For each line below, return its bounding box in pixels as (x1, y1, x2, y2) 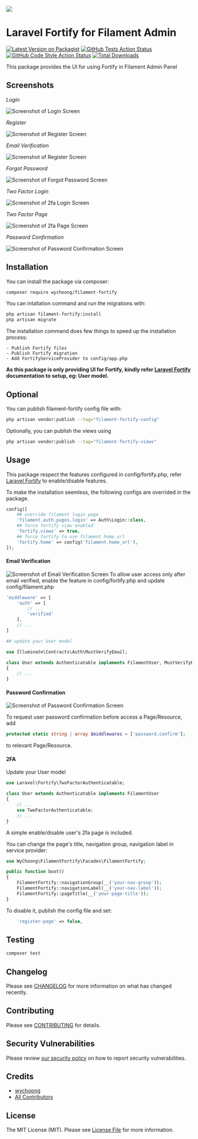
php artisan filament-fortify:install (6, 311, 101, 318)
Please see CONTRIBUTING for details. (6, 1021, 101, 1028)
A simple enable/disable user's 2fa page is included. (6, 829, 134, 836)
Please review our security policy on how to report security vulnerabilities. (6, 1054, 186, 1062)
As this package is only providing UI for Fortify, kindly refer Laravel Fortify (6, 366, 191, 373)
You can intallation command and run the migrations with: (6, 300, 146, 307)
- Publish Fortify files (6, 345, 67, 351)
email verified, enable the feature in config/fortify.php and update (6, 577, 165, 584)
